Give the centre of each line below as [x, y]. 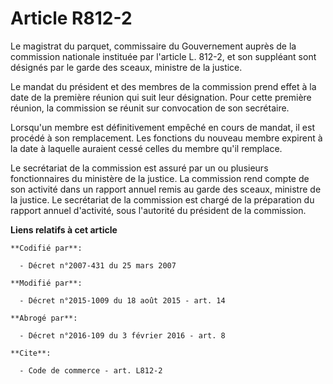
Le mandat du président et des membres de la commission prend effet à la [163, 86]
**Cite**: [31, 353]
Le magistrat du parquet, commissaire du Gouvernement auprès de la [153, 46]
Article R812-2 [71, 18]
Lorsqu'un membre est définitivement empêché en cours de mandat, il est [162, 127]
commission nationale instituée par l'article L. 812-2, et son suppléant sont [163, 56]
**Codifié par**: [46, 248]
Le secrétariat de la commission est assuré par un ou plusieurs [139, 168]
